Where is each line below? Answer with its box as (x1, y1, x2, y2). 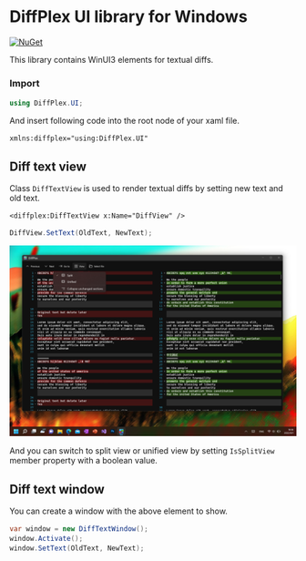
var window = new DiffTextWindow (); (9, 525, 148, 534)
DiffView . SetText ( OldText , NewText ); (9, 228, 153, 238)
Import (9, 76, 40, 89)
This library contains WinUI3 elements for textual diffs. (9, 54, 214, 65)
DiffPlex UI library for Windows (9, 6, 248, 27)
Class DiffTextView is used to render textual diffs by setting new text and (9, 182, 284, 193)
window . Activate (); (9, 535, 84, 544)
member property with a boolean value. (9, 455, 158, 466)
